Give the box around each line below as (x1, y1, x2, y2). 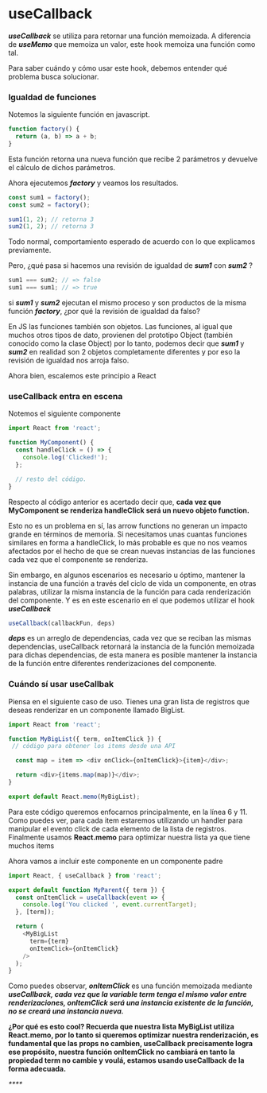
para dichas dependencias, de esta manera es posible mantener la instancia (8, 650, 257, 660)
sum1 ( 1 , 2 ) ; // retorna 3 (8, 215, 94, 223)
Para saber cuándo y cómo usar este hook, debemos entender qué (8, 63, 228, 72)
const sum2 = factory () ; (8, 200, 91, 209)
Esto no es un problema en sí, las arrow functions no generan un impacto (8, 521, 248, 530)
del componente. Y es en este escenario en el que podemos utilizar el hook (8, 595, 255, 605)
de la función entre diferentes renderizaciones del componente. (8, 659, 217, 669)
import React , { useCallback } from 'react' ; (8, 871, 161, 879)
